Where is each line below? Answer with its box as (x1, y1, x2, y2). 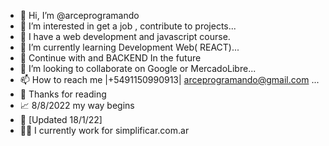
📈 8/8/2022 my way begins (19, 100, 135, 111)
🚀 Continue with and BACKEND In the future (19, 52, 202, 64)
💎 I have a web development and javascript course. (19, 31, 231, 42)
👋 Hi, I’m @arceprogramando (19, 10, 140, 21)
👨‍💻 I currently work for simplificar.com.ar (19, 125, 190, 136)
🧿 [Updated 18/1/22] (19, 114, 103, 125)
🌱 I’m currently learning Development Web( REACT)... (19, 41, 240, 53)
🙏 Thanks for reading (19, 88, 107, 100)
